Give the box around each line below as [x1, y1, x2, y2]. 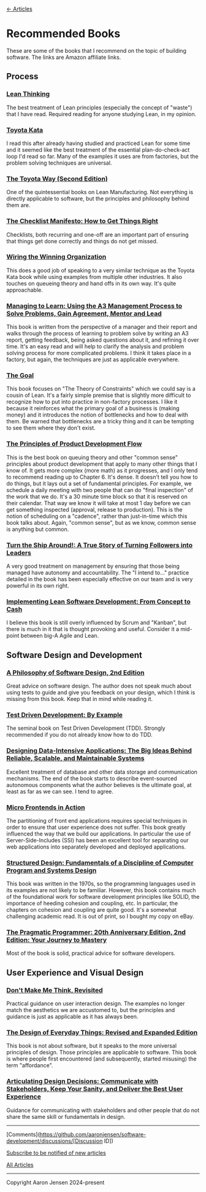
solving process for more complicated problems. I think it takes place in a [6, 350, 191, 357]
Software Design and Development [6, 649, 142, 660]
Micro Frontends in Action [6, 803, 85, 812]
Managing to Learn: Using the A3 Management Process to [6, 301, 183, 310]
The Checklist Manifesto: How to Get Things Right [6, 217, 158, 225]
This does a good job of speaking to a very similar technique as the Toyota [6, 267, 195, 274]
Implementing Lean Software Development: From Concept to [6, 597, 191, 606]
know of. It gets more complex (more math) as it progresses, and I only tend [6, 466, 198, 474]
